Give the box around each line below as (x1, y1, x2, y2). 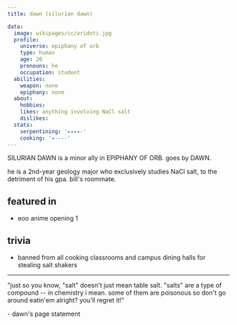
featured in (7, 195, 57, 207)
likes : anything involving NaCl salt (20, 109, 131, 116)
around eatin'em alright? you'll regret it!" (7, 296, 125, 304)
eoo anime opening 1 (17, 214, 78, 223)
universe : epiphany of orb (20, 43, 99, 50)
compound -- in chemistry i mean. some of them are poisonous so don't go (7, 288, 226, 297)
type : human (20, 49, 55, 56)
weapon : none (20, 82, 59, 89)
